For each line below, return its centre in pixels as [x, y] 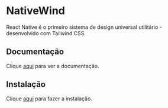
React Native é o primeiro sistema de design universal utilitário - [84, 27]
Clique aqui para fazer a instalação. [49, 99]
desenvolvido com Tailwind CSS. [46, 33]
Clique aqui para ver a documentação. [53, 66]
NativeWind [35, 11]
